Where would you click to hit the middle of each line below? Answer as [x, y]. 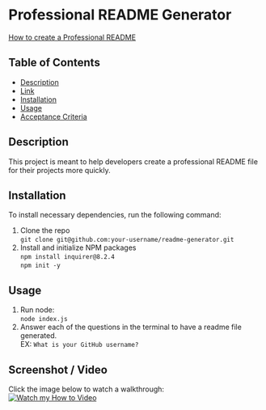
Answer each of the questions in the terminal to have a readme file [131, 327]
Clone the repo [45, 230]
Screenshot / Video [58, 370]
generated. [38, 336]
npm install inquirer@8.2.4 [67, 257]
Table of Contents [55, 63]
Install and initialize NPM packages [78, 247]
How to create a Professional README [72, 37]
